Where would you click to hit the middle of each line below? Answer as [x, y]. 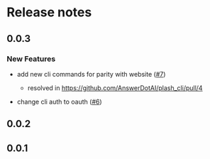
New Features [31, 59]
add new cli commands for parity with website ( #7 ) [91, 74]
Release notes [49, 12]
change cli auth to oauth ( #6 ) [59, 102]
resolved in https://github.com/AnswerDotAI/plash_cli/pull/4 [115, 88]
